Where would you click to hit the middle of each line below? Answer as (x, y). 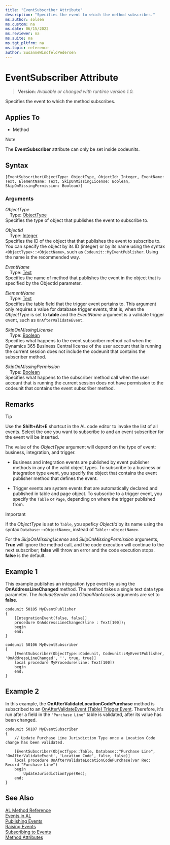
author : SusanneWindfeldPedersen (41, 52)
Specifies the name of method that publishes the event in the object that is (83, 278)
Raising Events (21, 826)
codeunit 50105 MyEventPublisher (41, 609)
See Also (20, 798)
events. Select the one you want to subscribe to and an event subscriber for (84, 432)
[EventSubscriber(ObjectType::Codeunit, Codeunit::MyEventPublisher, (90, 654)
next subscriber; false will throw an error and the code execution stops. (80, 550)
